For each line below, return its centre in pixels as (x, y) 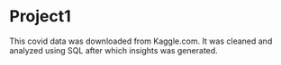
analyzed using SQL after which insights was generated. (113, 50)
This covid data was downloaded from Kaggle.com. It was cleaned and (141, 41)
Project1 (41, 16)
